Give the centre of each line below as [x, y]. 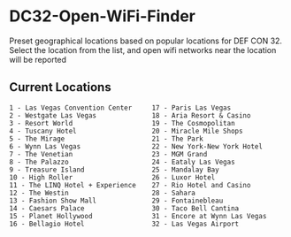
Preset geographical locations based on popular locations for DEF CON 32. [146, 41]
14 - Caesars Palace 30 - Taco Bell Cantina [124, 208]
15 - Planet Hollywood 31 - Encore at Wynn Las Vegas [138, 216]
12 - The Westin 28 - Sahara [103, 193]
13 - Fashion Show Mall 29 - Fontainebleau [116, 201]
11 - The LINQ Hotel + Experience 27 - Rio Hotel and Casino [130, 185]
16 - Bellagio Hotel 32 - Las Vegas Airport [124, 224]
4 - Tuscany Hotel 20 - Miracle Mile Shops [126, 131]
